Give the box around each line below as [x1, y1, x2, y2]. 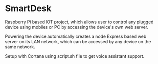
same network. [5, 44, 35, 49]
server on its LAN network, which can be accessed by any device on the [5, 38, 151, 44]
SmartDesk [5, 3, 52, 14]
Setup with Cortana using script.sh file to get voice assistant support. [5, 53, 145, 59]
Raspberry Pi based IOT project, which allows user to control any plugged [5, 19, 154, 25]
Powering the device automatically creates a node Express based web [5, 33, 147, 39]
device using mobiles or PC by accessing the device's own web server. [5, 24, 149, 30]
